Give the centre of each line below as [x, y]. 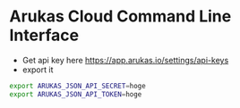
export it [38, 70]
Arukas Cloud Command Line [120, 17]
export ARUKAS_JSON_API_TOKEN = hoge [76, 94]
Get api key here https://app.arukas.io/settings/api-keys [125, 60]
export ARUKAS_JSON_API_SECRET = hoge [77, 86]
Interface [44, 35]
